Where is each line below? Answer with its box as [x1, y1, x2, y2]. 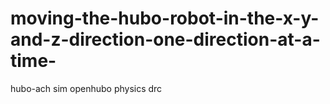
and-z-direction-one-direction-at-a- [10, 28, 321, 51]
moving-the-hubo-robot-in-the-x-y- [10, 7, 320, 30]
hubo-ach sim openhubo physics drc [10, 82, 163, 94]
